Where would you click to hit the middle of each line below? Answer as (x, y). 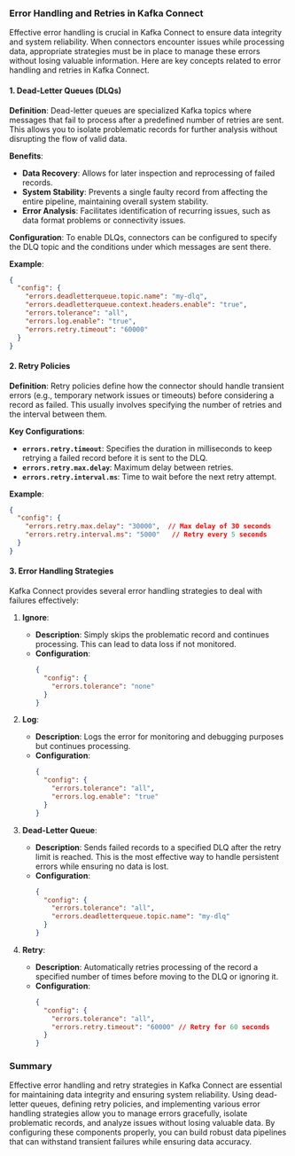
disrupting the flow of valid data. (68, 138)
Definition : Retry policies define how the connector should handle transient (147, 386)
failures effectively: (44, 600)
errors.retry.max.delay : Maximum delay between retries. (128, 467)
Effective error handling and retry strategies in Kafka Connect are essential (146, 1085)
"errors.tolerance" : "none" (103, 686)
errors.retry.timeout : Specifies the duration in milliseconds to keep (147, 448)
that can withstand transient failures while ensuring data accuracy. (131, 1142)
